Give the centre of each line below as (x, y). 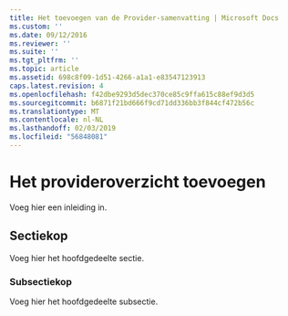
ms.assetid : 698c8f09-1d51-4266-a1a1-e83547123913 (108, 78)
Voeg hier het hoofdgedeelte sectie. (77, 258)
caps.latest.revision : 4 (57, 86)
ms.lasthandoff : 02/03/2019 (63, 129)
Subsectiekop (41, 281)
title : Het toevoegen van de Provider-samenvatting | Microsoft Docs (144, 18)
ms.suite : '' (34, 52)
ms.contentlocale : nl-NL (57, 120)
